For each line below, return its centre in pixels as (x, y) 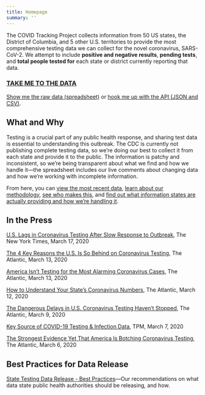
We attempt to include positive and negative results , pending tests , (111, 54)
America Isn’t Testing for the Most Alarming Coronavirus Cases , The (92, 271)
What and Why (35, 123)
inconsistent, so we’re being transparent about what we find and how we (98, 163)
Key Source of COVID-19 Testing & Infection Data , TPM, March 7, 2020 (95, 327)
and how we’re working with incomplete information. (72, 176)
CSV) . (14, 103)
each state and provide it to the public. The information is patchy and (93, 157)
